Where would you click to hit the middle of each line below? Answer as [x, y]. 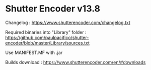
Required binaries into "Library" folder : [46, 32]
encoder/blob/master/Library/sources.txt [47, 42]
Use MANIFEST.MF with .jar [34, 52]
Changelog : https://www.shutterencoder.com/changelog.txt [68, 22]
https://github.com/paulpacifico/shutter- [47, 37]
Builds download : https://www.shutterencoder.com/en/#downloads [75, 62]
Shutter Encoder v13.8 [53, 9]
